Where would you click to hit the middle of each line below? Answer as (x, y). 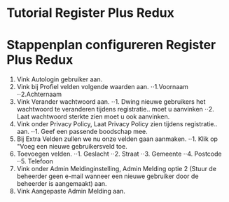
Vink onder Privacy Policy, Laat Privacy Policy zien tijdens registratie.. (117, 124)
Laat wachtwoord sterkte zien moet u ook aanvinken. (93, 116)
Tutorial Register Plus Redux (90, 13)
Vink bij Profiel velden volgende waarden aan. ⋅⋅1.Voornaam (102, 87)
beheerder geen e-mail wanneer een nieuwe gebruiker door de (107, 176)
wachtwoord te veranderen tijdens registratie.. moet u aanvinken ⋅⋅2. (115, 109)
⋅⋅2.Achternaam (39, 94)
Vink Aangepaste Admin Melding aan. (71, 191)
